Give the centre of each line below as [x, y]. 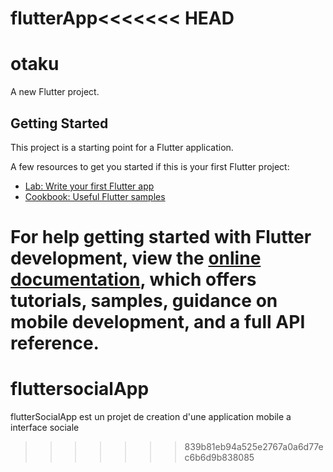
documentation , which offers [133, 279]
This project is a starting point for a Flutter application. [122, 147]
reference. [55, 343]
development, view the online [136, 258]
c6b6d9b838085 [219, 458]
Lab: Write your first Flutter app [89, 186]
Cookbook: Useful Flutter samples [95, 196]
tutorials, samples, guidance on [144, 301]
